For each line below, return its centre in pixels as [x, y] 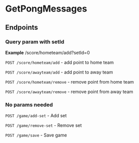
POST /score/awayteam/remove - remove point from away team [69, 92]
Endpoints [22, 27]
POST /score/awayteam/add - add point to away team [59, 72]
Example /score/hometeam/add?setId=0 [48, 52]
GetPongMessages [46, 9]
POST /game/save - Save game [36, 135]
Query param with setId [35, 42]
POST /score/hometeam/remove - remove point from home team [69, 82]
